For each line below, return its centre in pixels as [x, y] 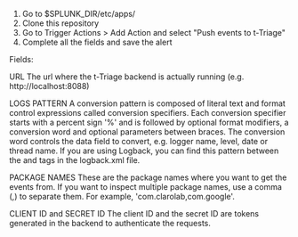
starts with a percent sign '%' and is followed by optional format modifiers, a [149, 122]
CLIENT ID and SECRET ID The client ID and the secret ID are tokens [134, 213]
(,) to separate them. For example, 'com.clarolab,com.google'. [122, 196]
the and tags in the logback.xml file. [75, 160]
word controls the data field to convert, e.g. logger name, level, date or [139, 141]
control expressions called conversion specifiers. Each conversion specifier [148, 113]
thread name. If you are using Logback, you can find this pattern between [144, 151]
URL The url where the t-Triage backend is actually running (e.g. [127, 77]
